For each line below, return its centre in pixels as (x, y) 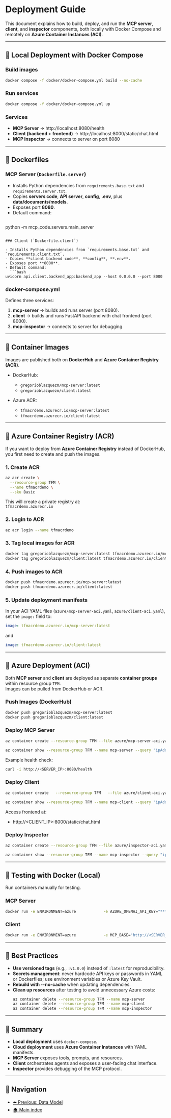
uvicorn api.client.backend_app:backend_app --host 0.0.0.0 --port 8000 (84, 277)
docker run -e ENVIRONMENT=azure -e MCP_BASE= (68, 935)
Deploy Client (22, 782)
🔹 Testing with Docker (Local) (53, 875)
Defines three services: (30, 300)
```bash (18, 272)
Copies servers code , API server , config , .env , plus (67, 196)
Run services (22, 93)
